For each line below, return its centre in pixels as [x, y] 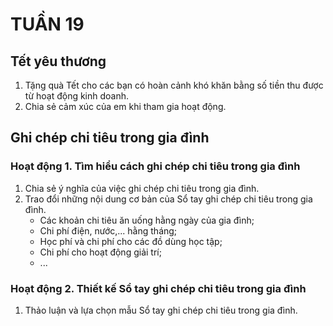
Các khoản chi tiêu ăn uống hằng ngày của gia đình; [147, 220]
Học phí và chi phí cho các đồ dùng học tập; [131, 241]
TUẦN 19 [47, 24]
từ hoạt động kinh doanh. [77, 96]
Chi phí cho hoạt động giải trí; [100, 252]
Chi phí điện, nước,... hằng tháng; [108, 230]
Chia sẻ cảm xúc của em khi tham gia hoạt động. [125, 106]
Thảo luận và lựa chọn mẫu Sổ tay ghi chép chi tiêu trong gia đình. [161, 310]
